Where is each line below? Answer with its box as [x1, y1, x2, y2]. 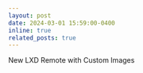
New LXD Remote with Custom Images [8, 56, 135, 65]
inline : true [8, 26, 52, 34]
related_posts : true [8, 33, 77, 42]
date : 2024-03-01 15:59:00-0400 [8, 19, 115, 27]
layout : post [8, 11, 52, 20]
